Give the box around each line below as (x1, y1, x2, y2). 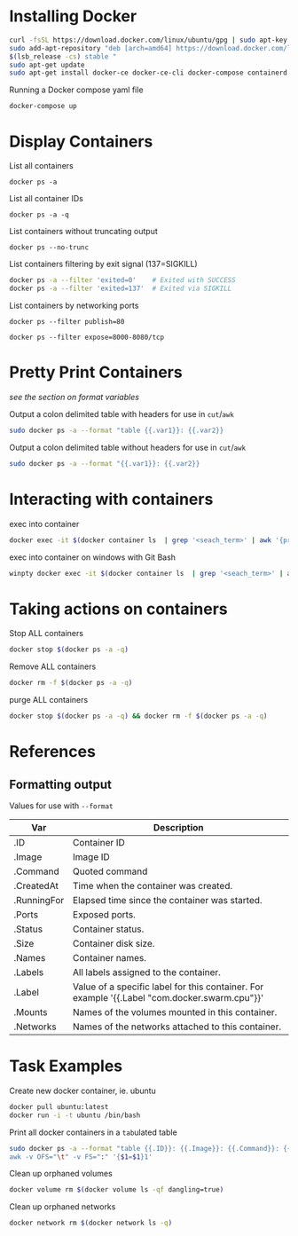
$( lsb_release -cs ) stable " (9, 51, 117, 61)
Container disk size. (72, 937, 155, 949)
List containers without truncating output (9, 226, 158, 237)
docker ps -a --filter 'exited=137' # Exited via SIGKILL (9, 284, 232, 294)
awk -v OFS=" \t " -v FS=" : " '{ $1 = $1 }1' (9, 1152, 153, 1161)
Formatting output (9, 776, 113, 791)
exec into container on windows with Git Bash (9, 552, 176, 563)
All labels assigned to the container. (72, 965, 222, 978)
